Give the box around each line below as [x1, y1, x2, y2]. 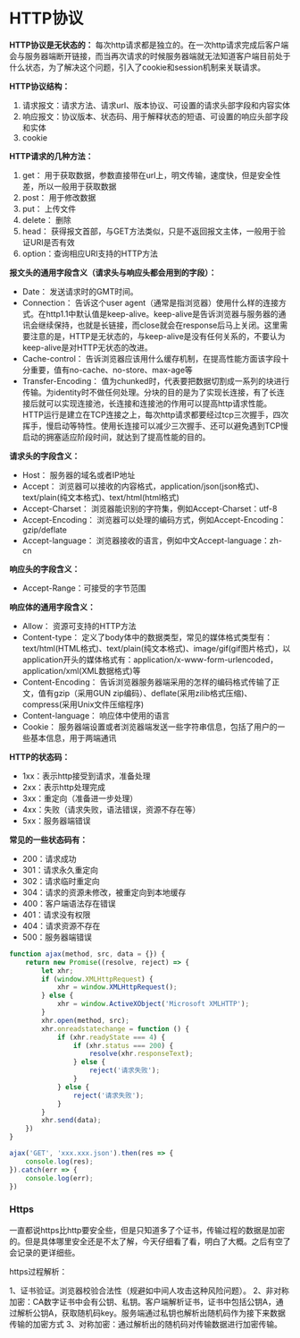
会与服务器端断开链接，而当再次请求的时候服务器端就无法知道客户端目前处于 [9, 50, 291, 61]
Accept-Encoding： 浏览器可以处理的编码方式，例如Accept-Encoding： [21, 514, 287, 524]
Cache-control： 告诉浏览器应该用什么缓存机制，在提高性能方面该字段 [21, 353, 281, 363]
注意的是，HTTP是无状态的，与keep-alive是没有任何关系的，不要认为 [29, 330, 286, 341]
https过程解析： [9, 1266, 68, 1276]
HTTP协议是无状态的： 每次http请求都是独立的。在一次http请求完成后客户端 [9, 39, 289, 50]
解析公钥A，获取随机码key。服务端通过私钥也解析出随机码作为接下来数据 [16, 1308, 286, 1318]
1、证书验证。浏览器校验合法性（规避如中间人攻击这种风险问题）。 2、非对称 [9, 1285, 290, 1296]
